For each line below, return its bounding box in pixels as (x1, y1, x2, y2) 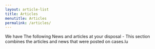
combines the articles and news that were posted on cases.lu (5, 39, 128, 45)
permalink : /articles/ (5, 20, 51, 25)
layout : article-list (5, 7, 49, 12)
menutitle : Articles (5, 16, 47, 21)
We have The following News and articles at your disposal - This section (5, 34, 150, 39)
